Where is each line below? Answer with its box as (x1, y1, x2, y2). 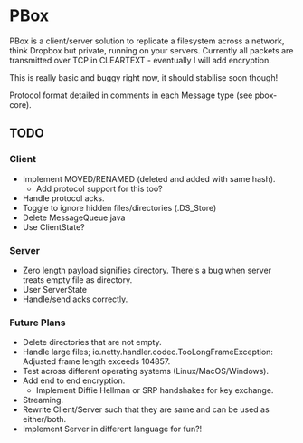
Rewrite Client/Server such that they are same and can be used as (22, 404, 270, 415)
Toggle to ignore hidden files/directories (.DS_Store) (22, 202, 217, 213)
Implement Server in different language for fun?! (22, 423, 203, 435)
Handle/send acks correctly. (22, 294, 128, 304)
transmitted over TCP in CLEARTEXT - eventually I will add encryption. (9, 54, 271, 65)
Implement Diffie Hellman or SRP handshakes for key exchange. (35, 385, 274, 396)
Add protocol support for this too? (35, 183, 163, 194)
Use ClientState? (22, 221, 85, 232)
